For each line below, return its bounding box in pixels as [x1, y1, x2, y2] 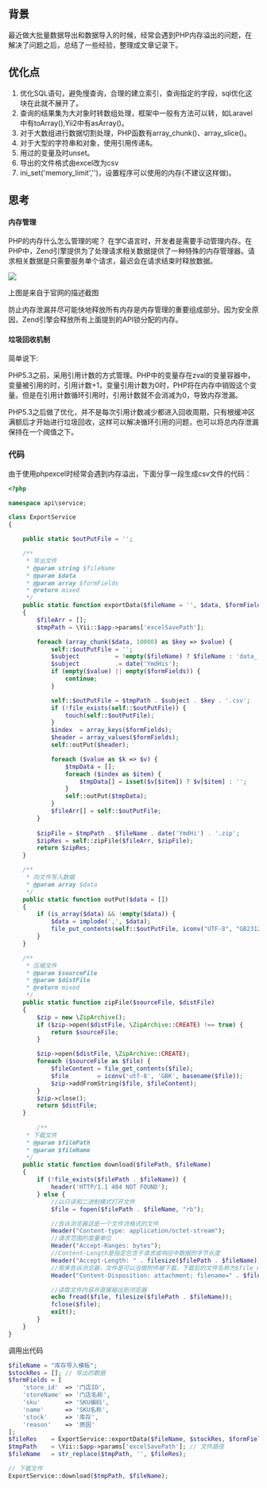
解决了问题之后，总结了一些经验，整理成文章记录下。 [8, 40, 183, 49]
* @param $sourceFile [25, 969, 98, 977]
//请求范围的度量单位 [50, 1234, 112, 1243]
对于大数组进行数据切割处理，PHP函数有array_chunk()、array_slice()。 [19, 128, 252, 138]
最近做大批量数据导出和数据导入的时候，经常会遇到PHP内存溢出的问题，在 [8, 30, 253, 40]
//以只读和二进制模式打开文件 [50, 1198, 135, 1206]
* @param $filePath [25, 1139, 91, 1147]
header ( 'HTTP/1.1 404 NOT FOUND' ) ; [50, 1183, 169, 1191]
